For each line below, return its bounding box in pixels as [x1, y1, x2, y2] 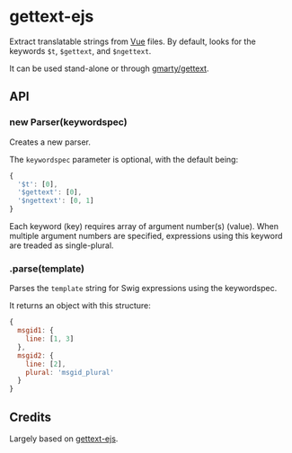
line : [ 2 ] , [25, 360, 66, 369]
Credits [9, 409, 52, 424]
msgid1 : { [17, 326, 54, 335]
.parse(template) [9, 262, 85, 275]
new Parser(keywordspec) [9, 116, 128, 129]
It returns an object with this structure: [9, 300, 151, 311]
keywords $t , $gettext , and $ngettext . [9, 45, 152, 56]
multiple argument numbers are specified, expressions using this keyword [9, 231, 283, 241]
